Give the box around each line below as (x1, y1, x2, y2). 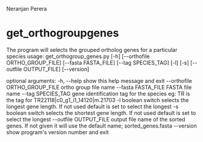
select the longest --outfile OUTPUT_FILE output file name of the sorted (6, 115, 186, 123)
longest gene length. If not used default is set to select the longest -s (6, 103, 179, 110)
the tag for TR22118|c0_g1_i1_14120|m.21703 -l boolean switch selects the (6, 96, 189, 103)
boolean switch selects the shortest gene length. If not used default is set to (6, 109, 196, 117)
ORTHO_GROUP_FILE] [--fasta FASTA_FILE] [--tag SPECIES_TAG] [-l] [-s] (6, 59, 189, 66)
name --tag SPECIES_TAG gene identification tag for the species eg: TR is (6, 90, 190, 97)
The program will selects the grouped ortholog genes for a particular (6, 46, 178, 53)
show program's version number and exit (6, 128, 109, 135)
